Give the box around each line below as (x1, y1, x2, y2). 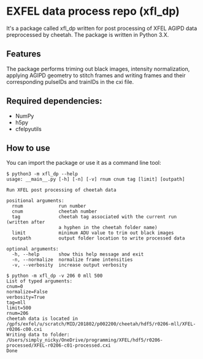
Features (6, 49, 41, 59)
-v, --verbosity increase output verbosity (12, 262, 128, 268)
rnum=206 (6, 311, 29, 317)
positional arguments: (6, 198, 64, 204)
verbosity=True (6, 294, 45, 301)
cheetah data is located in (6, 316, 79, 322)
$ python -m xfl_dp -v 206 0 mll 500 (6, 273, 103, 279)
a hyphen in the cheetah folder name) (58, 225, 158, 231)
